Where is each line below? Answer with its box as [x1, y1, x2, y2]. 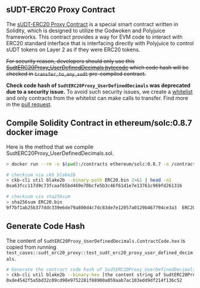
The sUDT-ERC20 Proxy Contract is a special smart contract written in [6, 20, 179, 27]
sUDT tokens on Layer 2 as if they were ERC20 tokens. [6, 46, 140, 53]
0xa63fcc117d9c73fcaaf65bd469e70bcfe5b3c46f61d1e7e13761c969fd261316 [6, 183, 183, 189]
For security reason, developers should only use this [6, 57, 135, 64]
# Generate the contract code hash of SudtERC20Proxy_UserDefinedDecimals [6, 267, 196, 272]
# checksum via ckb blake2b [6, 172, 76, 178]
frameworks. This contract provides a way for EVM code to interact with [6, 33, 183, 41]
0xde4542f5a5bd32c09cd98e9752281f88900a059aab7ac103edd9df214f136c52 [6, 277, 183, 284]
